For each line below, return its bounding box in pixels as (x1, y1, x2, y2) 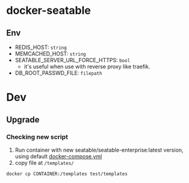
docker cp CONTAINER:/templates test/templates (6, 170, 128, 177)
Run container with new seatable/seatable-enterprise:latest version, (14, 146, 184, 153)
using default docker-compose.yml (14, 152, 102, 160)
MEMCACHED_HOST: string (14, 50, 86, 57)
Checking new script (6, 132, 68, 141)
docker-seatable (6, 4, 91, 18)
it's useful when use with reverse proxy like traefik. (23, 63, 150, 70)
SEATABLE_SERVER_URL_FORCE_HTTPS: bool (14, 57, 131, 63)
